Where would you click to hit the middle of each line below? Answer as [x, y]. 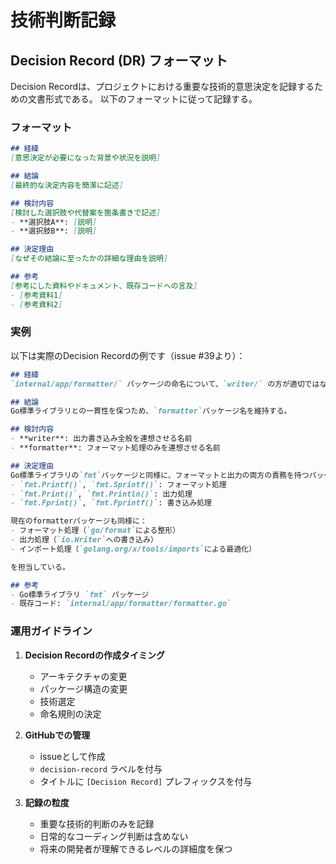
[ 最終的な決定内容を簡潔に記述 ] [67, 185]
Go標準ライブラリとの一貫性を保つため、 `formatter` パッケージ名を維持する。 [151, 411]
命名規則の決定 [70, 713]
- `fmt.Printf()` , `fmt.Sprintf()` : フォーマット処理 [118, 484]
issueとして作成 [72, 756]
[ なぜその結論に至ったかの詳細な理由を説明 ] [89, 259]
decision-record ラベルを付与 [101, 768]
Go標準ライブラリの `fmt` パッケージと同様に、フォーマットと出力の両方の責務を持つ [160, 475]
